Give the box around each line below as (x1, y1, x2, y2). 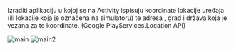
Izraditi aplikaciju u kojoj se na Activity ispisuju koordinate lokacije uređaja (7, 6, 225, 14)
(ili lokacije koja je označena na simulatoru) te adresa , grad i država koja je (7, 14, 228, 22)
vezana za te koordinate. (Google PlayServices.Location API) (7, 21, 186, 29)
